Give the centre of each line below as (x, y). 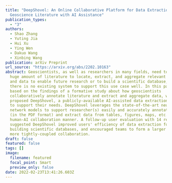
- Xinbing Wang (26, 58)
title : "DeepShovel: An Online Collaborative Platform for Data (75, 10)
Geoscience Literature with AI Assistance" (57, 15)
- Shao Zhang (24, 34)
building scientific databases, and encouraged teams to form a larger (88, 129)
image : (12, 153)
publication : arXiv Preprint (36, 63)
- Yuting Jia (24, 39)
